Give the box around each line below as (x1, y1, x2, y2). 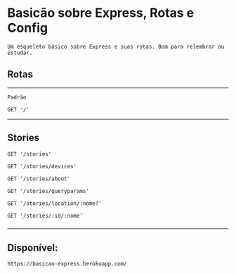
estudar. (7, 49, 33, 56)
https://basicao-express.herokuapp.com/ (7, 261, 128, 268)
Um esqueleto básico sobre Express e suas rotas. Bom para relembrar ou (7, 43, 225, 50)
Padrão (7, 94, 27, 101)
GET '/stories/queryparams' (7, 187, 90, 194)
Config (7, 20, 48, 36)
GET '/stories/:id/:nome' (7, 212, 83, 219)
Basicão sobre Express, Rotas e (7, 5, 195, 21)
